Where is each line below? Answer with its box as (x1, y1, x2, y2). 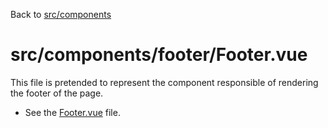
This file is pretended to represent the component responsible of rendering (10, 76, 319, 88)
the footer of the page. (10, 87, 104, 99)
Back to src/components (10, 9, 112, 20)
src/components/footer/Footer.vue (10, 44, 308, 66)
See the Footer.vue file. (24, 106, 121, 118)
